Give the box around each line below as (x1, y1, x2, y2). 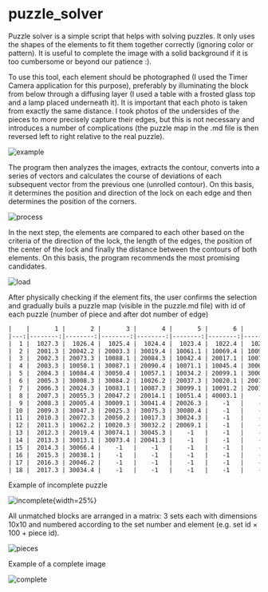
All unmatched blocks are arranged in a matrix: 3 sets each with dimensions (8, 511, 258, 521)
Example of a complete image (8, 559, 106, 569)
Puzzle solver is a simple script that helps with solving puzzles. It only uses (8, 31, 255, 41)
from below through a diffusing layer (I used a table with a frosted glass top (8, 89, 256, 98)
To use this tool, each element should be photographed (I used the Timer (8, 72, 248, 81)
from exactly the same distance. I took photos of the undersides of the (8, 105, 240, 116)
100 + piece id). (8, 528, 60, 538)
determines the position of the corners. (8, 197, 137, 206)
